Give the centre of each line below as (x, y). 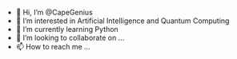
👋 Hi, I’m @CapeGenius (54, 12)
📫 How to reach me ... (53, 47)
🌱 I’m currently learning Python (67, 29)
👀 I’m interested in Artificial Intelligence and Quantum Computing (123, 21)
